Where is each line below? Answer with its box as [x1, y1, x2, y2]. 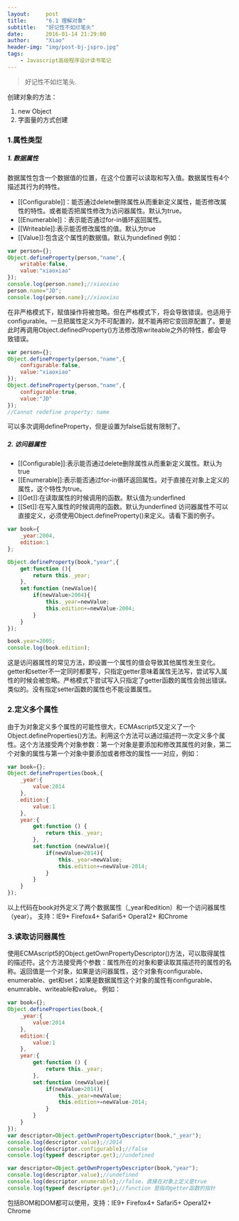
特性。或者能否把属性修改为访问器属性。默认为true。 [30, 206, 186, 215]
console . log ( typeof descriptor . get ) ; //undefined [7, 1152, 154, 1159]
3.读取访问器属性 [7, 931, 66, 941]
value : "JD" [20, 395, 53, 402]
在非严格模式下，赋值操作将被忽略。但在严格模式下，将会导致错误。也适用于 [7, 308, 232, 316]
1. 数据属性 [7, 154, 39, 163]
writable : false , [20, 261, 69, 268]
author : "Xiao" [7, 37, 65, 44]
